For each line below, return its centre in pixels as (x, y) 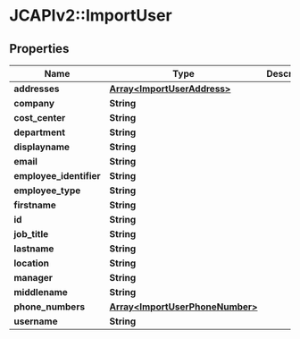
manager (33, 278)
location (31, 263)
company (34, 103)
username (36, 321)
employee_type (47, 191)
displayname (42, 147)
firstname (35, 205)
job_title (31, 234)
